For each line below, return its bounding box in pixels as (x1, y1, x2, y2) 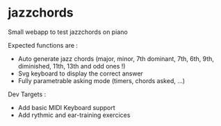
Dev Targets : (8, 90, 47, 98)
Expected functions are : (8, 41, 79, 49)
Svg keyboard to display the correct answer (17, 69, 143, 78)
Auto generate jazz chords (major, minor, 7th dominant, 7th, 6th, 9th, (17, 54, 215, 63)
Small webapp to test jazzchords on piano (8, 28, 128, 36)
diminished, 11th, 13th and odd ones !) (17, 62, 126, 70)
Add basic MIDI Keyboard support (17, 103, 115, 111)
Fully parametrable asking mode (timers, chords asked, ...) (17, 76, 186, 84)
